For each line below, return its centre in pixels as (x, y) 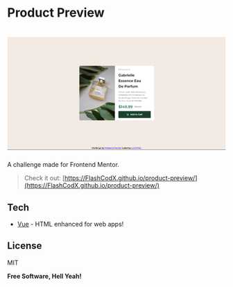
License (25, 246)
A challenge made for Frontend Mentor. (63, 165)
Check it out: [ (44, 178)
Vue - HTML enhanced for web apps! (70, 224)
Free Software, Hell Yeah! (44, 276)
